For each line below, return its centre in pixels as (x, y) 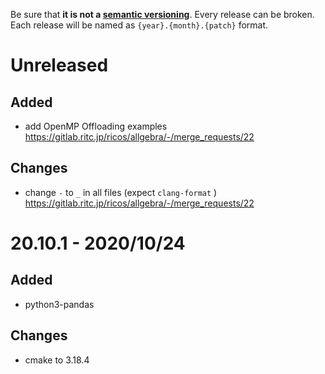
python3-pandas (59, 304)
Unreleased (59, 65)
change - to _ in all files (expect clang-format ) (121, 192)
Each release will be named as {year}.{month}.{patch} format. (139, 25)
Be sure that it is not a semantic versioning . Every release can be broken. (162, 14)
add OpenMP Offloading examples (96, 126)
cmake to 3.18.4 (57, 360)
